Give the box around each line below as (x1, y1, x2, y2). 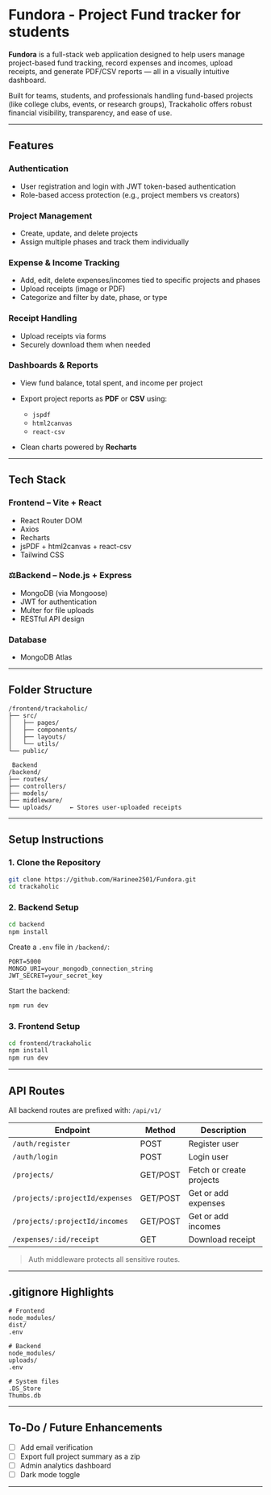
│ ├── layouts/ (8, 732, 67, 741)
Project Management (8, 210, 93, 221)
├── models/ (8, 789, 48, 797)
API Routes (8, 1084, 65, 1097)
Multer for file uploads (19, 605, 94, 614)
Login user (188, 1151, 229, 1162)
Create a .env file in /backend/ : (8, 942, 110, 952)
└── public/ (8, 747, 48, 755)
